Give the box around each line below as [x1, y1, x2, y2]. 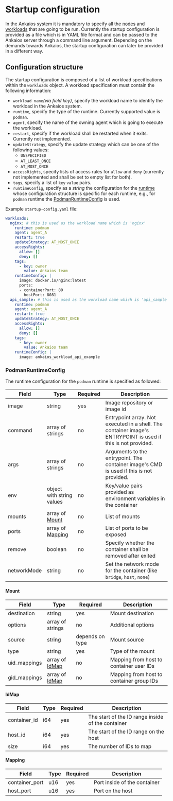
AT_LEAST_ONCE [20, 158, 51, 164]
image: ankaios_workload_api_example [19, 354, 100, 360]
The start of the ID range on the [88, 728, 165, 735]
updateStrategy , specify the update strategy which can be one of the [12, 141, 159, 147]
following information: [5, 87, 51, 94]
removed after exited [105, 552, 156, 559]
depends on [76, 633, 105, 640]
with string [46, 492, 73, 499]
